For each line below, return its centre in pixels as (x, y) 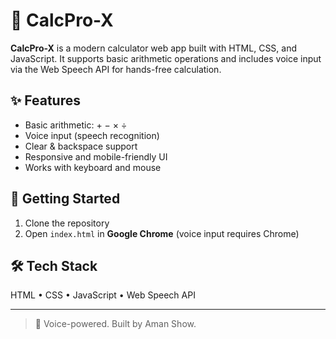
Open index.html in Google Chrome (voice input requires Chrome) (162, 233)
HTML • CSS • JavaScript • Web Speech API (103, 295)
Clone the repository (67, 223)
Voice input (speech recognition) (92, 135)
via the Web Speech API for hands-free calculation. (116, 69)
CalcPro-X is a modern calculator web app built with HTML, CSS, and (154, 48)
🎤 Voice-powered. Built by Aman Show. (115, 324)
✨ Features (45, 100)
